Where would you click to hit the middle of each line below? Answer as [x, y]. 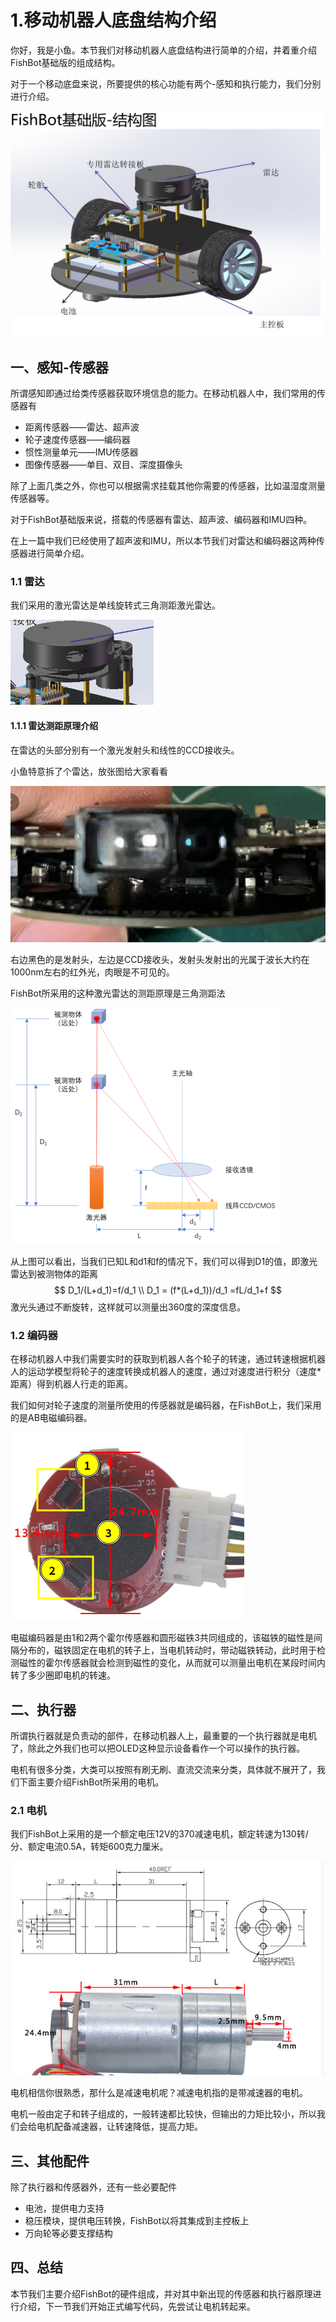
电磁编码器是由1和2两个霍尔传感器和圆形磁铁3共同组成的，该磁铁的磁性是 [162, 1638]
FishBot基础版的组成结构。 [65, 62]
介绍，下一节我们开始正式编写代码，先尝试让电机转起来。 [137, 2306]
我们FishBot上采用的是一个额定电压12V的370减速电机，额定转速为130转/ [159, 1834]
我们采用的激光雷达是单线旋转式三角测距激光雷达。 [115, 605]
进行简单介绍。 [58, 553]
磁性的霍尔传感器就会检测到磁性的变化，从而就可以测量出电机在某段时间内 [172, 1663]
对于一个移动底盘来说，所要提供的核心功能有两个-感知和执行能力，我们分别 [166, 83]
